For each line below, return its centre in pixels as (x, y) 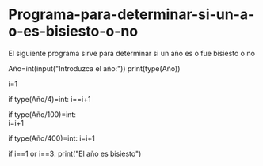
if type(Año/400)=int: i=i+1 (51, 138)
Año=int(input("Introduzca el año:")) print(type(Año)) (94, 68)
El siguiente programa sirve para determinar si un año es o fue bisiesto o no (132, 53)
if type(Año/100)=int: (42, 114)
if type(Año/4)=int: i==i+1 (50, 99)
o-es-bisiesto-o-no (73, 31)
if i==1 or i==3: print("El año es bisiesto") (75, 153)
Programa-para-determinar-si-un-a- (131, 15)
